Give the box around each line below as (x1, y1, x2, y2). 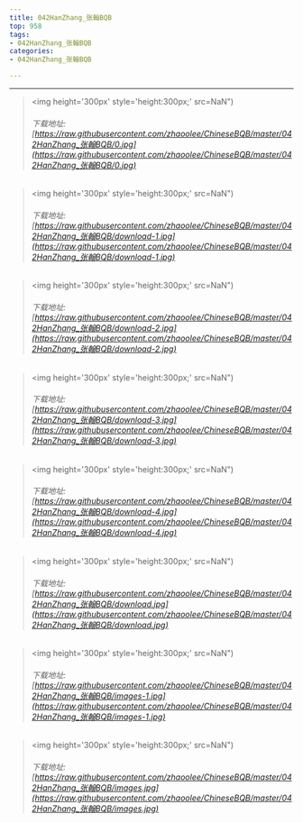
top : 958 (9, 22, 42, 31)
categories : (9, 47, 54, 56)
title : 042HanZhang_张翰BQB (9, 13, 113, 23)
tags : (9, 30, 30, 39)
